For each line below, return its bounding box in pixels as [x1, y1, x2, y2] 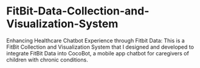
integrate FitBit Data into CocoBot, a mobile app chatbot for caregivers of [6, 49, 190, 57]
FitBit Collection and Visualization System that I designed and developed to [6, 43, 195, 51]
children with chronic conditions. [6, 56, 88, 63]
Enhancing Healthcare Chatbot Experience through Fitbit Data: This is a [6, 37, 185, 44]
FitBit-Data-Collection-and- [6, 4, 150, 18]
